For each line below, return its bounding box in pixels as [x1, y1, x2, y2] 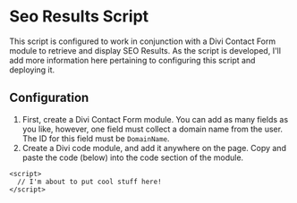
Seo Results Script [9, 6, 149, 27]
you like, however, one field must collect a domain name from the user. [21, 123, 284, 134]
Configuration [9, 90, 89, 106]
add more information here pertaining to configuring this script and [9, 55, 256, 65]
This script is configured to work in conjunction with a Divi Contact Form [9, 36, 276, 47]
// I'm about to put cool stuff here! [17, 177, 163, 186]
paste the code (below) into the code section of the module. [21, 152, 244, 163]
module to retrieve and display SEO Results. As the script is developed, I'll [9, 45, 282, 55]
